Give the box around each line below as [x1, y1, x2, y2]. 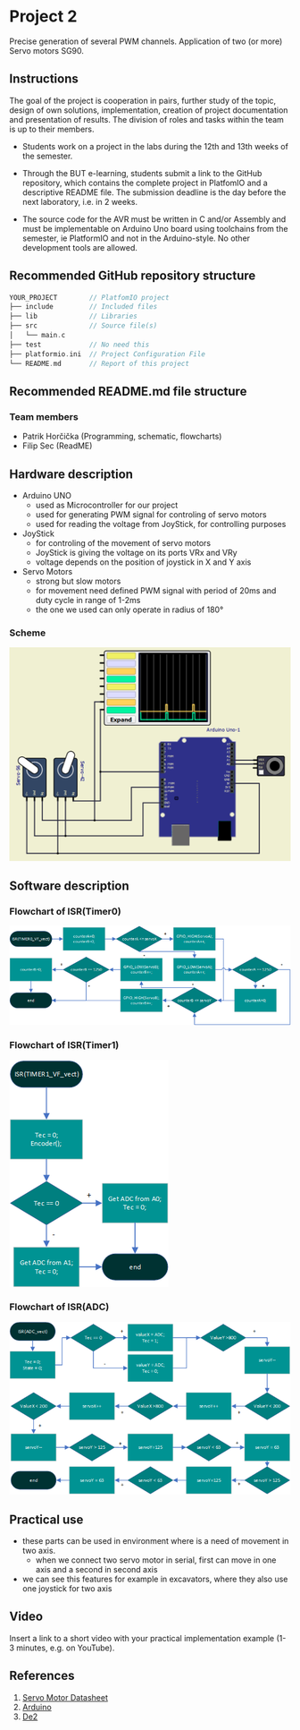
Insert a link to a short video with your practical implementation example [9, 1632, 275, 1643]
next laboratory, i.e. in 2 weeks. [21, 196, 138, 207]
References [9, 1668, 75, 1683]
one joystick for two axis [21, 1583, 112, 1594]
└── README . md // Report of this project [9, 359, 190, 368]
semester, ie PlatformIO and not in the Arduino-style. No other [21, 233, 251, 243]
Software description [9, 879, 129, 894]
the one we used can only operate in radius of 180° [35, 604, 224, 615]
